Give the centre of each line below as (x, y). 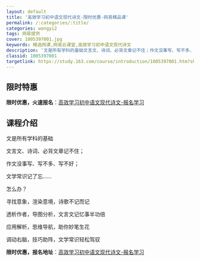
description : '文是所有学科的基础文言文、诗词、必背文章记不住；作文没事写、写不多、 (100, 51)
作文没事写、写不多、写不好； (43, 163)
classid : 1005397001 (32, 56)
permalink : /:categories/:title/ (48, 23)
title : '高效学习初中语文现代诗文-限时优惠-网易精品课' (68, 17)
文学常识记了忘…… (29, 177)
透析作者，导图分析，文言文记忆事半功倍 (56, 214)
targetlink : (21, 61)
